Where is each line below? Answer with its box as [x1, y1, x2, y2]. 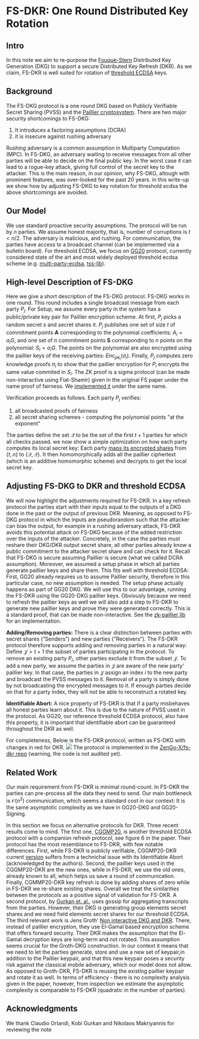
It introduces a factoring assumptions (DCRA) [14, 126, 127, 134]
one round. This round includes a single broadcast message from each [6, 299, 179, 307]
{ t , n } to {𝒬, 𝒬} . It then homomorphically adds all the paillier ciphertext [6, 450, 176, 457]
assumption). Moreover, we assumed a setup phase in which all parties [6, 560, 180, 567]
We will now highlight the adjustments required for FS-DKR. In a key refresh [6, 497, 191, 504]
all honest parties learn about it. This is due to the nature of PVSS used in [6, 706, 185, 713]
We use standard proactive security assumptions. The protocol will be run [6, 222, 187, 229]
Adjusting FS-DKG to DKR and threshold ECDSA [6, 481, 186, 491]
